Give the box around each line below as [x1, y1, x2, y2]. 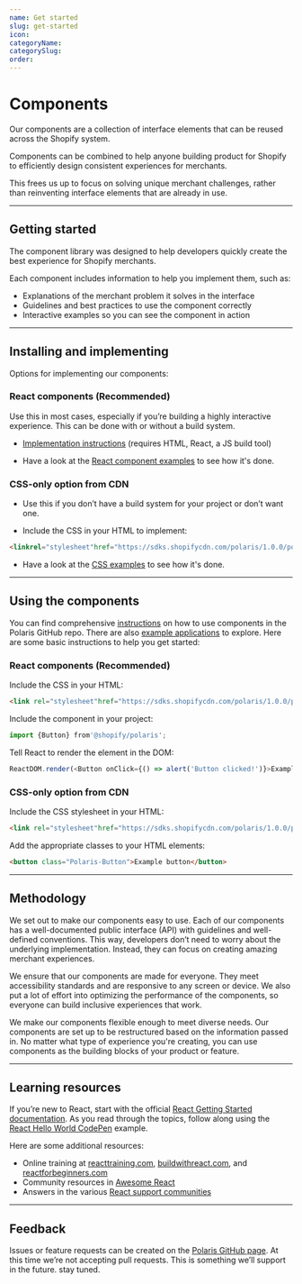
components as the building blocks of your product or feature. [9, 1045, 240, 1056]
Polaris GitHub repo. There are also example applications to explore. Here [9, 627, 281, 638]
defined [9, 933, 39, 944]
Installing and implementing [9, 344, 169, 360]
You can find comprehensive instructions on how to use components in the [9, 617, 288, 628]
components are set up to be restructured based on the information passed [9, 1026, 289, 1037]
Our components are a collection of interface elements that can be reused [9, 123, 284, 134]
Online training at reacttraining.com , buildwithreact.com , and [22, 1158, 248, 1169]
